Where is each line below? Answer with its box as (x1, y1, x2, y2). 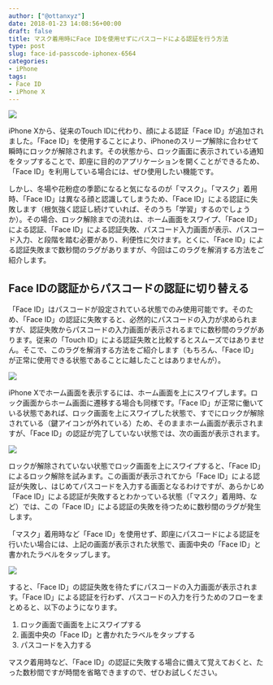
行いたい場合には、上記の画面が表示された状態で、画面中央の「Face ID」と (8, 539, 262, 549)
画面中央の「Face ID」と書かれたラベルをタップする (19, 630, 196, 639)
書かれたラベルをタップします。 (8, 550, 115, 560)
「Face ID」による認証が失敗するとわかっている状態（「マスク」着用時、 (8, 491, 250, 501)
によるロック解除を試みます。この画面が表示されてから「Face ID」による (8, 471, 253, 481)
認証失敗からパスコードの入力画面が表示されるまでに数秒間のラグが (29, 325, 258, 334)
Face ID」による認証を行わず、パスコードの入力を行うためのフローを (25, 592, 257, 602)
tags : (8, 72, 27, 81)
